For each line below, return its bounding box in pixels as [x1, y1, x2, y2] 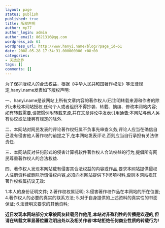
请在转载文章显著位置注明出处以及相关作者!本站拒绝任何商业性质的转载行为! [5, 218, 159, 223]
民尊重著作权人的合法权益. [5, 156, 59, 161]
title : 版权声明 [5, 21, 35, 26]
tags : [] [5, 62, 23, 67]
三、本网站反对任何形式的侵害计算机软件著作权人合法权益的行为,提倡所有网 [5, 149, 158, 155]
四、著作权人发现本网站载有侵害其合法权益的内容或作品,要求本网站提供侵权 [5, 166, 158, 171]
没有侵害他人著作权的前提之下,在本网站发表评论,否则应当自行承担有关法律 [9, 132, 159, 138]
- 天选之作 [5, 58, 25, 63]
